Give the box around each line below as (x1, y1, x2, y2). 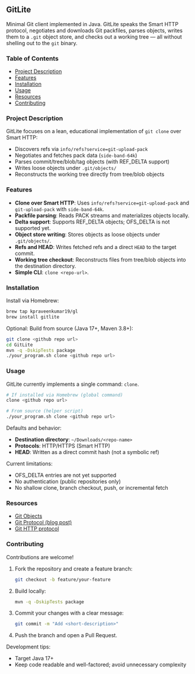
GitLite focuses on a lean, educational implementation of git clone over (6, 128, 182, 135)
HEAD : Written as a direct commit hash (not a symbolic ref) (14, 449, 159, 456)
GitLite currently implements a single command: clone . (6, 380, 139, 388)
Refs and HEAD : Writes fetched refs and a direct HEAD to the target (14, 243, 177, 250)
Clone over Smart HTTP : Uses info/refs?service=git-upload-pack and (14, 199, 190, 206)
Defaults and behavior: (6, 424, 62, 432)
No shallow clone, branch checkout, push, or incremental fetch (14, 484, 169, 492)
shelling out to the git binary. (6, 39, 78, 46)
